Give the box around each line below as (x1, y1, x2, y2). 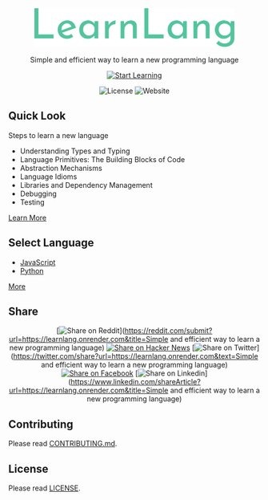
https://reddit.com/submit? (124, 326, 213, 335)
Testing (19, 197, 46, 207)
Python (19, 266, 44, 275)
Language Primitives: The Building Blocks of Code (19, 154, 186, 164)
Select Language (8, 236, 94, 250)
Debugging (19, 189, 58, 198)
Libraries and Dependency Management (19, 180, 154, 189)
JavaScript (19, 257, 56, 267)
